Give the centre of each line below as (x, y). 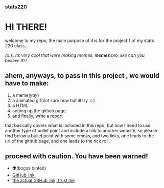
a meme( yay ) (25, 95)
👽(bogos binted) (29, 168)
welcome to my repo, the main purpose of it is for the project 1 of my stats (80, 41)
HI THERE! (26, 27)
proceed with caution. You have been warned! (77, 157)
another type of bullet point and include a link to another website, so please (81, 130)
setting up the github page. (39, 110)
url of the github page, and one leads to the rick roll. (58, 141)
